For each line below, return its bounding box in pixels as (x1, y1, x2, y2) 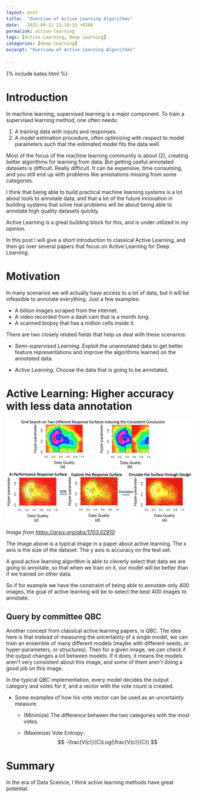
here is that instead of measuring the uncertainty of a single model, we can (6, 633, 188, 640)
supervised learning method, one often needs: (6, 116, 119, 123)
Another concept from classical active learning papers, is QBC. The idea (6, 627, 181, 634)
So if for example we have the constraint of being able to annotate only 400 (6, 582, 189, 589)
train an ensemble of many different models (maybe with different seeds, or (6, 639, 189, 646)
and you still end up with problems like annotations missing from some (6, 171, 177, 178)
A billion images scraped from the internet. (14, 307, 119, 314)
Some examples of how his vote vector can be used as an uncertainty (14, 694, 184, 701)
